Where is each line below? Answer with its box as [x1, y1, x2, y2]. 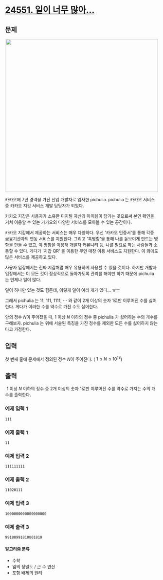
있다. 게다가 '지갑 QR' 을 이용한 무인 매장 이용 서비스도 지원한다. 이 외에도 [19, 248, 159, 254]
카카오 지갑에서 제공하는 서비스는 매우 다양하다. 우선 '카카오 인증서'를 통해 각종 [5, 230, 154, 235]
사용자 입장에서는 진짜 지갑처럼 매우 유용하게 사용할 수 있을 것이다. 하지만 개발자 [5, 265, 157, 270]
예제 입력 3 [5, 500, 29, 507]
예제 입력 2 [5, 452, 29, 459]
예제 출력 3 [5, 523, 29, 530]
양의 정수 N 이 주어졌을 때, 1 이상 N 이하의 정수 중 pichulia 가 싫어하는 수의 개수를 [5, 314, 158, 320]
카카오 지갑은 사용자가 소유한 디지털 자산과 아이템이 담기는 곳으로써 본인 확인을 [5, 213, 155, 219]
